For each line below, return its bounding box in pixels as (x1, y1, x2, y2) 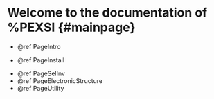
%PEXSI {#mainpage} (7, 19, 136, 35)
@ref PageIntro (17, 42, 61, 51)
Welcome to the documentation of (7, 5, 208, 21)
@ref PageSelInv (17, 69, 66, 78)
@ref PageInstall (17, 55, 64, 64)
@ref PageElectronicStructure (17, 76, 102, 84)
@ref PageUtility (17, 84, 64, 92)
